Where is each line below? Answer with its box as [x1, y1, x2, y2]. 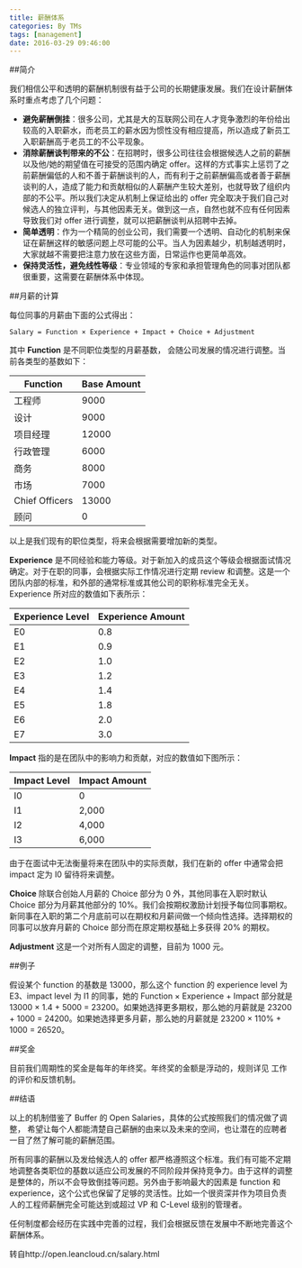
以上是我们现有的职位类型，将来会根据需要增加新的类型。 [9, 535, 222, 546]
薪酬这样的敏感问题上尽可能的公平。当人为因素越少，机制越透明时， [38, 238, 290, 249]
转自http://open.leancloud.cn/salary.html [9, 1249, 160, 1260]
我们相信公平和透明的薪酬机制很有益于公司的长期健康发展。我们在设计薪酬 [9, 83, 285, 95]
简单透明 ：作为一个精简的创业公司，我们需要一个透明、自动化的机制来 [22, 226, 283, 237]
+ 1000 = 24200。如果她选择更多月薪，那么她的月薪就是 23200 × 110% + [9, 1013, 281, 1024]
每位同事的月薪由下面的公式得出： [9, 310, 136, 321]
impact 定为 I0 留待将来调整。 [9, 869, 120, 880]
